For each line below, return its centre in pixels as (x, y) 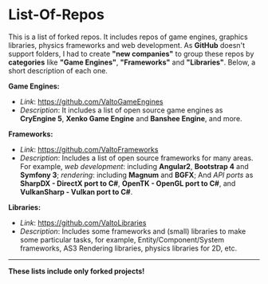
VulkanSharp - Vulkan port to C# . (76, 191)
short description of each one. (58, 70)
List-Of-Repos (57, 15)
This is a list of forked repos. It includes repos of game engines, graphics (128, 37)
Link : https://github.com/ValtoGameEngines (91, 101)
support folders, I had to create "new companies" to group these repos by (131, 53)
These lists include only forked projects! (77, 271)
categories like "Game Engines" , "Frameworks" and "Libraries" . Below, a (132, 62)
